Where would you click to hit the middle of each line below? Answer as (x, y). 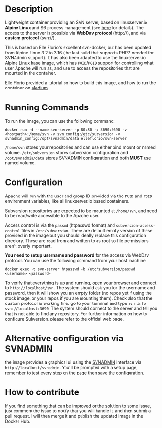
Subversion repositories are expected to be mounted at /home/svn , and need (81, 211)
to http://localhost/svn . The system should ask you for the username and (80, 287)
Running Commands (47, 107)
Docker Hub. (18, 421)
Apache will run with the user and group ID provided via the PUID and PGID (79, 196)
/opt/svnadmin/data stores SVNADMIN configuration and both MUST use (78, 158)
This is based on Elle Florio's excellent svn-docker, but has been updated (78, 47)
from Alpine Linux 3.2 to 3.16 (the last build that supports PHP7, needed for (80, 53)
